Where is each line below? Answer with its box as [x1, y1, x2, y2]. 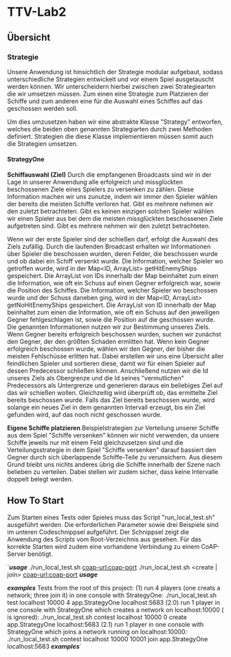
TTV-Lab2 [7, 4, 67, 20]
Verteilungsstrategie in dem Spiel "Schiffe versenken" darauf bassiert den [7, 446, 217, 454]
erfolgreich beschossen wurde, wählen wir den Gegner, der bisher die [7, 345, 206, 353]
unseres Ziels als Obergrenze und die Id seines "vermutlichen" [7, 374, 184, 383]
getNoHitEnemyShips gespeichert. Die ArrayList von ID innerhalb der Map [7, 301, 217, 310]
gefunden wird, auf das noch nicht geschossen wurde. [7, 411, 162, 419]
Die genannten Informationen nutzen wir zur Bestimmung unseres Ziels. [7, 323, 211, 331]
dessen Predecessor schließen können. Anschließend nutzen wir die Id [7, 367, 208, 375]
